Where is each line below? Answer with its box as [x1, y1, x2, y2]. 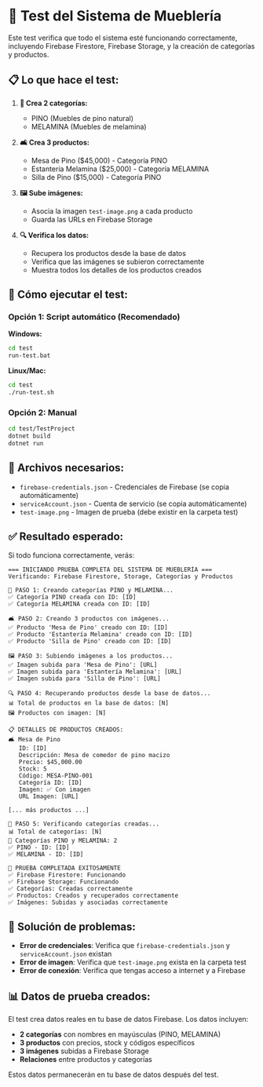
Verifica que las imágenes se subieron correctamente [31, 257, 205, 266]
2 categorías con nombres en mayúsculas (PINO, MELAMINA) [19, 1030, 221, 1039]
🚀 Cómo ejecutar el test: [8, 288, 128, 302]
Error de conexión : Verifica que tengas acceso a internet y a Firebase [19, 966, 246, 975]
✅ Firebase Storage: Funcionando [8, 878, 119, 886]
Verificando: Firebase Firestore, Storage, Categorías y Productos [8, 573, 234, 580]
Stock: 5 [18, 765, 47, 773]
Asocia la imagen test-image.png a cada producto [31, 206, 193, 215]
